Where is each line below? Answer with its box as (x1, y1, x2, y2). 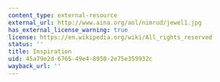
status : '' (8, 41, 44, 48)
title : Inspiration (8, 48, 72, 55)
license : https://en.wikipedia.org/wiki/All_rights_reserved (8, 33, 213, 41)
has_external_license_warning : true (8, 26, 128, 34)
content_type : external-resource (8, 11, 118, 20)
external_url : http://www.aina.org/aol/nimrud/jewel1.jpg (8, 19, 202, 27)
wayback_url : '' (8, 62, 61, 70)
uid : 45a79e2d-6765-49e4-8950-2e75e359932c (8, 55, 153, 63)
